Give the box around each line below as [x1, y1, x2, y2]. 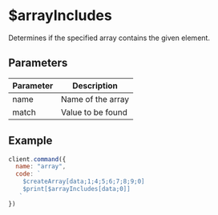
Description [71, 79, 119, 91]
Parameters [8, 56, 68, 70]
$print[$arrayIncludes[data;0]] [22, 185, 131, 193]
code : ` [15, 170, 42, 178]
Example [8, 134, 53, 148]
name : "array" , [15, 163, 67, 171]
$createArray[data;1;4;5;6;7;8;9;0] [22, 177, 146, 186]
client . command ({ [8, 155, 67, 163]
